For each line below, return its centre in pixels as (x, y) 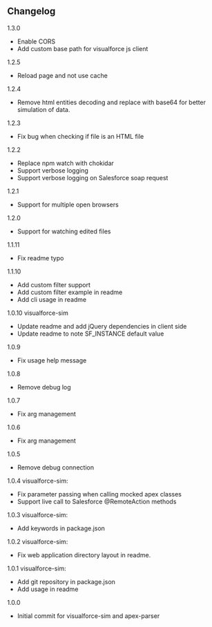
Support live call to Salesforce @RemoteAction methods (97, 501)
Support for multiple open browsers (68, 204)
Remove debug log (44, 387)
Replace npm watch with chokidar (65, 163)
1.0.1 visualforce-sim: (37, 568)
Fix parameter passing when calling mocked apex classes (99, 494)
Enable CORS (36, 41)
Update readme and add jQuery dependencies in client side (102, 326)
